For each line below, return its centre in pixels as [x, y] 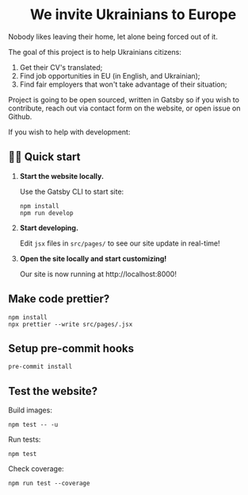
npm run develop [46, 213]
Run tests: [25, 439]
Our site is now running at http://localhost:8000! [98, 274]
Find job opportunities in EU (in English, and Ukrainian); [110, 75]
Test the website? [53, 391]
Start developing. [49, 227]
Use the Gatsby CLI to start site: [72, 191]
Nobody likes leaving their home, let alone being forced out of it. [113, 37]
